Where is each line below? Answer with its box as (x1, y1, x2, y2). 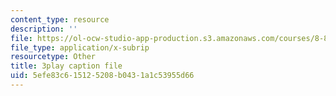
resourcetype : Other (10, 52, 97, 62)
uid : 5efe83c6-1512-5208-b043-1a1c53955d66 (10, 71, 195, 81)
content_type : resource (10, 14, 110, 25)
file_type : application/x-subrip (10, 42, 150, 53)
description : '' (10, 24, 78, 34)
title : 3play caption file (10, 61, 123, 71)
